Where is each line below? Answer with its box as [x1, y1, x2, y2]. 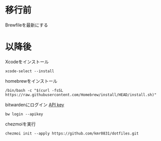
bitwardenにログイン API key [5, 102, 65, 108]
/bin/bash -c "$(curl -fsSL [5, 88, 64, 93]
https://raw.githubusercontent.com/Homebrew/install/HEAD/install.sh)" [5, 92, 157, 97]
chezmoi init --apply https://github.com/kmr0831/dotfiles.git [5, 131, 139, 136]
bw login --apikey [5, 112, 43, 117]
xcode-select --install [5, 68, 55, 74]
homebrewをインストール [5, 78, 58, 84]
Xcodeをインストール [5, 58, 49, 65]
